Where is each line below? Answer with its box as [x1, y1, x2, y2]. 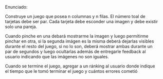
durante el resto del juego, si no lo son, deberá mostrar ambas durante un [5, 44, 153, 49]
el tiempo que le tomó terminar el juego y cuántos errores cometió [5, 68, 138, 74]
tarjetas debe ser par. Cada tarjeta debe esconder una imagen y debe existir [5, 19, 158, 24]
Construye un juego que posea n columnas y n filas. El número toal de [5, 14, 145, 19]
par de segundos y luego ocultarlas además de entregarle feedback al [5, 48, 146, 54]
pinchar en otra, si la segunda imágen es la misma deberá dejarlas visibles [5, 38, 154, 44]
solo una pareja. [5, 24, 37, 30]
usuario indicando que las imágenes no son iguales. [5, 54, 109, 60]
